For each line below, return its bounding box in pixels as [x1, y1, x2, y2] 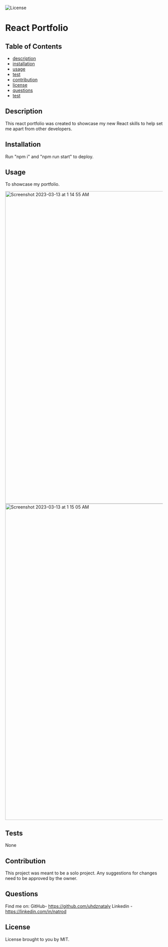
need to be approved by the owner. [5, 875, 77, 881]
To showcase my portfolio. [5, 181, 60, 187]
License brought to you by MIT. [5, 936, 69, 942]
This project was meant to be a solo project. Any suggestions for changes [5, 870, 157, 876]
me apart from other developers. [5, 126, 72, 132]
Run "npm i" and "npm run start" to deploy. [5, 153, 94, 160]
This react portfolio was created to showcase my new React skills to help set [5, 120, 163, 126]
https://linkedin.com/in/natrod [5, 908, 66, 914]
